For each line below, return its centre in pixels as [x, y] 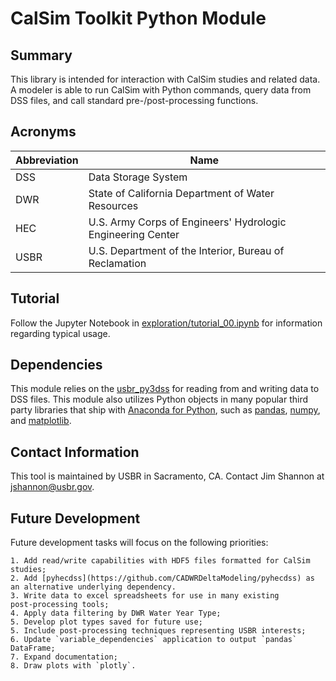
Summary [41, 55]
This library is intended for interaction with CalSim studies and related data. [165, 79]
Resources [113, 205]
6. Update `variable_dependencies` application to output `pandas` [154, 640]
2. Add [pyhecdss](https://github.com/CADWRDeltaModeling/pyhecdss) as [162, 578]
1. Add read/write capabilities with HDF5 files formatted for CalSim [160, 561]
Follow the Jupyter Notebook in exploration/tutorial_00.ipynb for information [166, 323]
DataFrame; [33, 648]
